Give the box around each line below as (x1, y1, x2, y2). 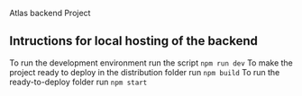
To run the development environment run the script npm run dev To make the (9, 57, 293, 68)
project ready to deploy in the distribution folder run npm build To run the (9, 66, 280, 77)
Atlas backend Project (9, 8, 91, 18)
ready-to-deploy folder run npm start (9, 76, 148, 87)
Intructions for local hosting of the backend (9, 33, 259, 48)
